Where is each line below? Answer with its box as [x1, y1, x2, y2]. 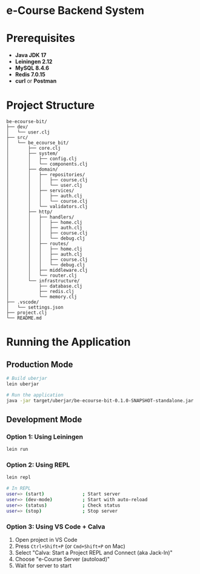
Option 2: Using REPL [6, 461, 70, 469]
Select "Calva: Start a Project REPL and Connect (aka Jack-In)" [15, 549, 173, 556]
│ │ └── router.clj [6, 272, 78, 279]
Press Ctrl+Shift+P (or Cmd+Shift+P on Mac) [15, 542, 125, 550]
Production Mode [6, 359, 73, 370]
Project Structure [6, 98, 95, 112]
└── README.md [6, 315, 42, 322]
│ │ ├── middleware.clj [6, 268, 88, 274]
